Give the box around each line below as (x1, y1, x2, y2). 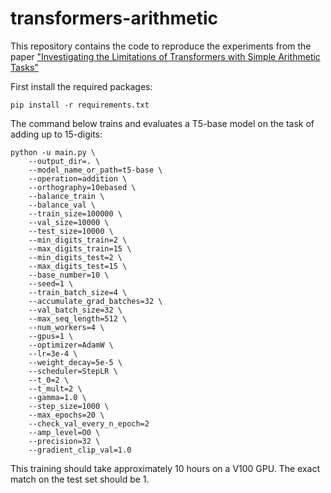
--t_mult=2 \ (28, 383, 83, 394)
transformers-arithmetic (10, 7, 219, 30)
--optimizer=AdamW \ (28, 340, 114, 350)
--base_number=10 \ (28, 270, 110, 280)
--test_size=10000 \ (28, 226, 114, 236)
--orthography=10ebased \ (28, 182, 137, 192)
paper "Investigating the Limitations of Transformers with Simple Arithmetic (10, 50, 321, 62)
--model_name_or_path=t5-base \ (28, 165, 163, 175)
